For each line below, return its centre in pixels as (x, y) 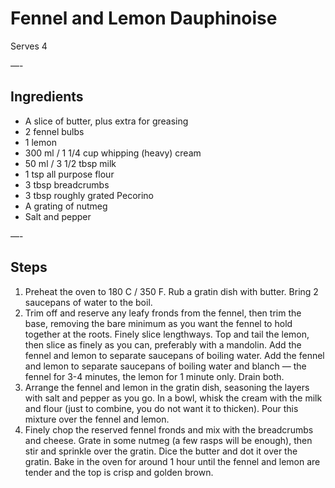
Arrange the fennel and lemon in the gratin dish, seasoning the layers (167, 387)
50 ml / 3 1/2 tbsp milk (70, 163)
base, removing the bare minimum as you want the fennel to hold (158, 323)
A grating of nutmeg (66, 206)
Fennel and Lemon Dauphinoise (144, 18)
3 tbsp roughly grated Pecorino (89, 195)
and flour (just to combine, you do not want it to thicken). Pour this (161, 408)
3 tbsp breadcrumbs (67, 184)
